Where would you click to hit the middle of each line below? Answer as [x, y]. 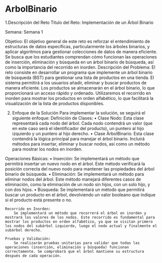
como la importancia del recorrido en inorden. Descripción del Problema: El [80, 67]
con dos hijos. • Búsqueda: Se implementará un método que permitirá [75, 189]
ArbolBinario [31, 9]
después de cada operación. [33, 256]
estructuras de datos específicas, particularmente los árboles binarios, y [77, 46]
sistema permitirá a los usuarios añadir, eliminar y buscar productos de [76, 83]
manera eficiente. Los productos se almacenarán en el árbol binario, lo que [80, 88]
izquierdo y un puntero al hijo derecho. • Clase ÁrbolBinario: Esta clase [83, 133]
